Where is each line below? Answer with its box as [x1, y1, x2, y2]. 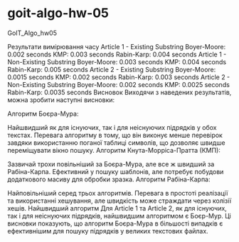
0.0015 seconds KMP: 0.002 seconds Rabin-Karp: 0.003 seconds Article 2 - [7, 73, 230, 81]
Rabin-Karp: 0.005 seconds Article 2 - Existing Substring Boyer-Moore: [7, 65, 216, 74]
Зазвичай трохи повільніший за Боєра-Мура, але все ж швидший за [7, 159, 215, 168]
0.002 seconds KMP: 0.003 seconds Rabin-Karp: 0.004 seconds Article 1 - [7, 50, 227, 59]
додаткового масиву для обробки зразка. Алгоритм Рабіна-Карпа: [7, 175, 211, 183]
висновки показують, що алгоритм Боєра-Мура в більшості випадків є [7, 219, 223, 228]
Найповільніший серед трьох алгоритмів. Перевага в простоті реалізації [7, 188, 228, 197]
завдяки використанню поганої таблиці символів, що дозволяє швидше [7, 138, 225, 147]
